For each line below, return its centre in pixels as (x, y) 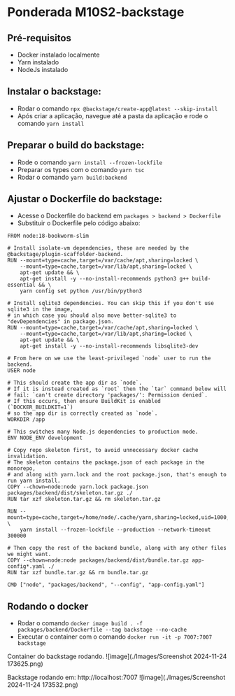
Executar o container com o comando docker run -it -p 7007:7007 (115, 637)
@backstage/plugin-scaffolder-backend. (65, 255)
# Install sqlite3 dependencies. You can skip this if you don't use (111, 304)
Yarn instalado (38, 62)
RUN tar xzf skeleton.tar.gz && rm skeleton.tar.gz (84, 499)
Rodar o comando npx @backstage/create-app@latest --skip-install (117, 108)
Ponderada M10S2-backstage (96, 12)
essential (22, 285)
